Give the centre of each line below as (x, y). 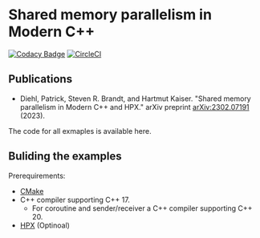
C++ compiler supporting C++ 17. (75, 200)
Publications (41, 79)
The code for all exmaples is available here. (80, 131)
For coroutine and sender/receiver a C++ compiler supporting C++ (142, 208)
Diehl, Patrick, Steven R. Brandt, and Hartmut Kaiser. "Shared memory (135, 99)
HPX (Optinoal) (45, 225)
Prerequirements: (37, 175)
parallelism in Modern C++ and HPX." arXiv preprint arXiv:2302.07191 (135, 107)
